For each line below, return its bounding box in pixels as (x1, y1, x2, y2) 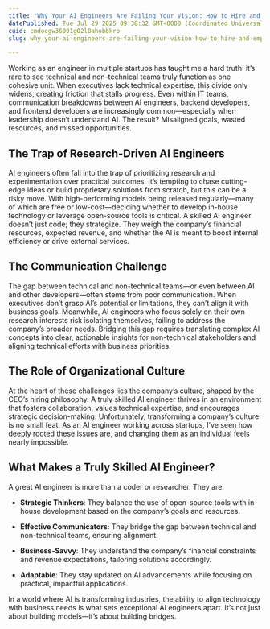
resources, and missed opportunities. (8, 123, 133, 133)
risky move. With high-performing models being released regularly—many (8, 194, 255, 204)
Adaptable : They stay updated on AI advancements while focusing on (19, 569, 252, 580)
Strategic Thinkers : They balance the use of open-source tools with (19, 497, 247, 507)
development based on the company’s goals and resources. (43, 506, 241, 515)
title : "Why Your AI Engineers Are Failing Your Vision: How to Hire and (8, 11, 261, 20)
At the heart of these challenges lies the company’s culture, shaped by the (8, 386, 255, 395)
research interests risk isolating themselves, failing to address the (8, 315, 226, 325)
